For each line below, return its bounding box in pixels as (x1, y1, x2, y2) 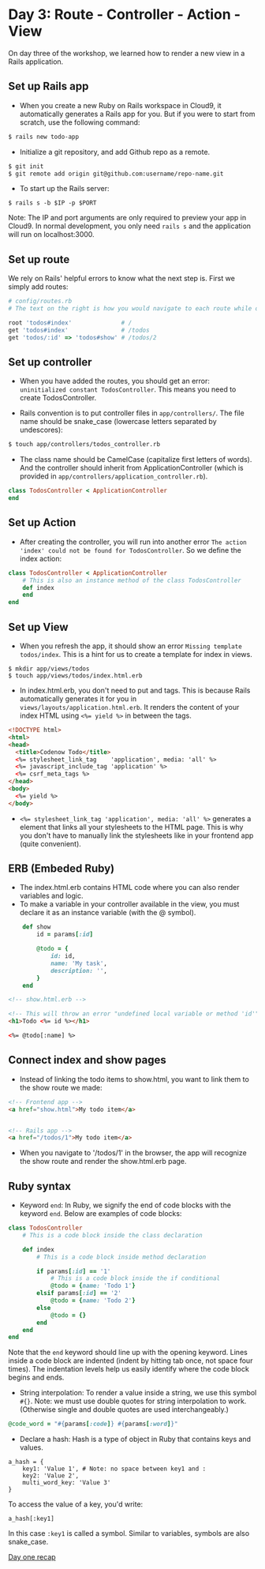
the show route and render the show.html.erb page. (19, 1157, 187, 1166)
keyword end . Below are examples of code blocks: (19, 1209, 182, 1218)
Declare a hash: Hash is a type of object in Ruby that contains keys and (19, 1435, 251, 1444)
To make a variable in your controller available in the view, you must (19, 899, 240, 909)
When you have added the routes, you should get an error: (19, 377, 211, 386)
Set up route (8, 253, 70, 266)
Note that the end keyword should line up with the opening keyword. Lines (8, 1348, 248, 1357)
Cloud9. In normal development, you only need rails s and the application (8, 221, 251, 231)
